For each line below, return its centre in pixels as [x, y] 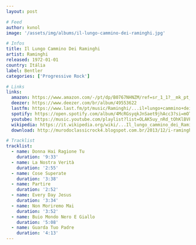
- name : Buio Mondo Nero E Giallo [53, 217]
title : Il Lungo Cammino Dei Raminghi [53, 49]
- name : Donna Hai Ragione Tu [48, 152]
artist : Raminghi [27, 54]
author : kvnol [23, 27]
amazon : [21, 98]
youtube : [22, 119]
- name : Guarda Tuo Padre [43, 228]
